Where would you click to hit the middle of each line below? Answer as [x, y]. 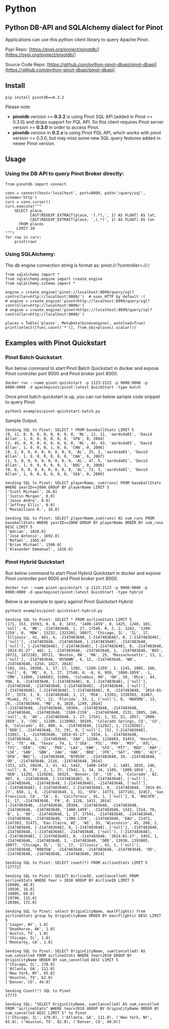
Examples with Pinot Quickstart [56, 343]
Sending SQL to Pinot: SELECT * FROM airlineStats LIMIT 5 [69, 619]
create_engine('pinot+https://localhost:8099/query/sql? [91, 310]
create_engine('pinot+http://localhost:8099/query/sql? [90, 301]
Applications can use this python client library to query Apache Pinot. [77, 39]
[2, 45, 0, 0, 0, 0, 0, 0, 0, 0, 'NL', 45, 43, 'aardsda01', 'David [79, 443]
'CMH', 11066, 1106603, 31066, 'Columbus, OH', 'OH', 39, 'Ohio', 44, [81, 677]
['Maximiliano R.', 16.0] [32, 510]
